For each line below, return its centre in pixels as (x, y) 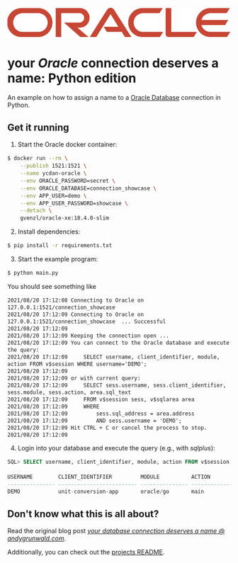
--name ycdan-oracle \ (53, 174)
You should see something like (52, 286)
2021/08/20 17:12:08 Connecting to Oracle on (75, 300)
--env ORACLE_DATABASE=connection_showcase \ (89, 188)
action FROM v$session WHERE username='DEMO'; (77, 364)
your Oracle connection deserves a (113, 63)
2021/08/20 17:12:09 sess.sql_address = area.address (101, 414)
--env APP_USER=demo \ (53, 195)
